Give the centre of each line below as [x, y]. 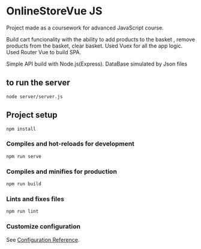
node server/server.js [34, 97]
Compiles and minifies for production [61, 171]
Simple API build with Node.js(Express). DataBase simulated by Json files [97, 64]
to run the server [38, 83]
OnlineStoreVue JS [54, 11]
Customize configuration [43, 227]
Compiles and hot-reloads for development [70, 144]
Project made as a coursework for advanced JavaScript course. [85, 28]
